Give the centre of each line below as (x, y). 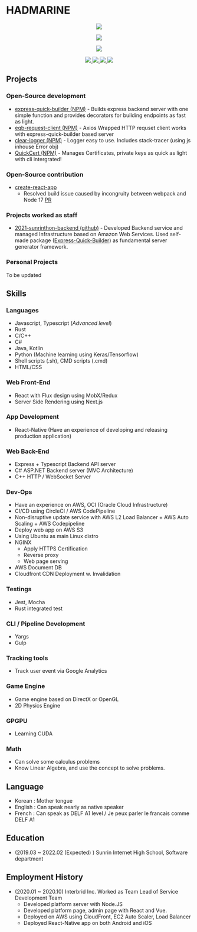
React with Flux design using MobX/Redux (66, 395)
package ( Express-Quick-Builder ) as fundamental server (98, 240)
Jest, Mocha (30, 602)
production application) (43, 436)
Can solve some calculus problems (57, 762)
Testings (19, 589)
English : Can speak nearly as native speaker (69, 807)
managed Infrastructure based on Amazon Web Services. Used (92, 234)
